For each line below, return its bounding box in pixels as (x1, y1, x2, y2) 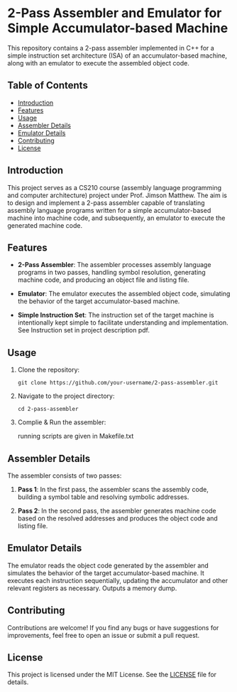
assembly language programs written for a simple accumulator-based (7, 206, 211, 214)
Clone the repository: (17, 365, 80, 374)
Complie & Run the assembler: (17, 418, 106, 426)
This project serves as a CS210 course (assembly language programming (7, 183, 222, 192)
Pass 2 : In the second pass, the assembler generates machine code (17, 507, 216, 515)
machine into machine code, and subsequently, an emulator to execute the (7, 214, 226, 222)
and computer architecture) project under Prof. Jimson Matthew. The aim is (7, 191, 227, 199)
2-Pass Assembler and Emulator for (7, 5, 222, 21)
